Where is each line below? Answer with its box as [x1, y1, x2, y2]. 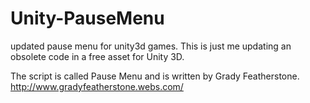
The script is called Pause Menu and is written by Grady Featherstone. [10, 70, 300, 82]
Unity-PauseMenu [10, 7, 165, 30]
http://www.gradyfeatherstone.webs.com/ [10, 80, 184, 92]
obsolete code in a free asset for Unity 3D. [10, 50, 185, 62]
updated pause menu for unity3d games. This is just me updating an [10, 40, 292, 52]
